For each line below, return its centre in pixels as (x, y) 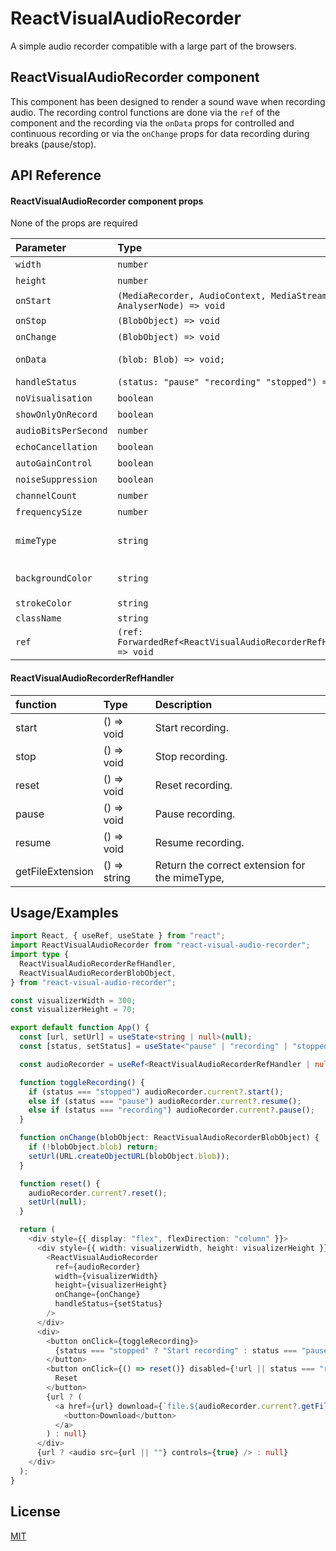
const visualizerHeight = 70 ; (73, 1010)
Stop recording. (191, 756)
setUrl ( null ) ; (57, 1202)
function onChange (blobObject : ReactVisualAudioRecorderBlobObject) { (169, 1138)
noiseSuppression (56, 480)
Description (183, 704)
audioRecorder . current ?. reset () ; (98, 1193)
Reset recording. (193, 785)
